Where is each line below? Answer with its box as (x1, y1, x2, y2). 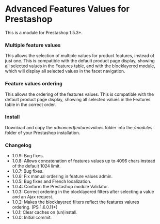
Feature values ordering (5, 80, 63, 87)
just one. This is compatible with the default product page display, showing (5, 58, 155, 64)
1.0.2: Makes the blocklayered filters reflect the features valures (12, 199, 140, 205)
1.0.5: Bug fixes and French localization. (12, 179, 92, 184)
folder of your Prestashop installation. (5, 130, 80, 135)
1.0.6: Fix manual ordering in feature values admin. (12, 173, 113, 179)
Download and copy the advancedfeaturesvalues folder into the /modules (5, 124, 153, 130)
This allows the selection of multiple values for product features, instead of (5, 53, 155, 59)
